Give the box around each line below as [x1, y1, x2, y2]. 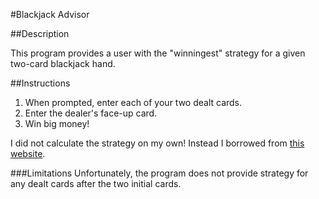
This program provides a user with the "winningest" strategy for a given [10, 47, 306, 59]
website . [10, 148, 46, 159]
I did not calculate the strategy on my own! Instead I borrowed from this [10, 137, 305, 149]
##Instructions [10, 77, 71, 89]
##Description [10, 28, 70, 39]
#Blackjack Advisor [10, 9, 90, 20]
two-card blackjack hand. [10, 58, 116, 69]
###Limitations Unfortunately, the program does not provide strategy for [10, 167, 309, 179]
